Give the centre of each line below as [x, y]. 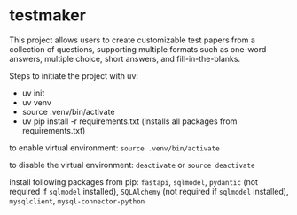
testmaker [48, 15]
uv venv [36, 102]
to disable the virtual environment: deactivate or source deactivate [132, 165]
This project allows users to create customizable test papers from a [132, 40]
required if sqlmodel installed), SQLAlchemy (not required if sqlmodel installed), [149, 191]
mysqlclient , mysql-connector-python [77, 201]
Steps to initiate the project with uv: [74, 75]
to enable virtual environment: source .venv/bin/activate [114, 148]
